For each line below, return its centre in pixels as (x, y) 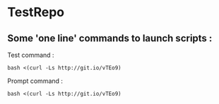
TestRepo (36, 12)
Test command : (31, 55)
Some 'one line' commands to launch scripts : (110, 38)
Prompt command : (35, 81)
